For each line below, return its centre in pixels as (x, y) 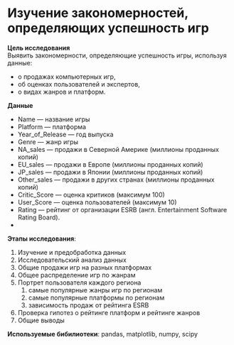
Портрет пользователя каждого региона (79, 283)
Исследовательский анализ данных (72, 260)
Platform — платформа (52, 126)
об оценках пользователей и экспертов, (79, 84)
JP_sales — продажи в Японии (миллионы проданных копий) (110, 172)
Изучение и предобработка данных (72, 252)
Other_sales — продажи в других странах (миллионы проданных (116, 180)
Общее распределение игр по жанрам (76, 275)
